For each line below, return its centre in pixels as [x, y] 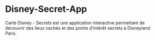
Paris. [11, 33]
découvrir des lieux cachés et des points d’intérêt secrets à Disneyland [78, 28]
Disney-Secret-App [46, 9]
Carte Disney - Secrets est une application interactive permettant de [75, 23]
